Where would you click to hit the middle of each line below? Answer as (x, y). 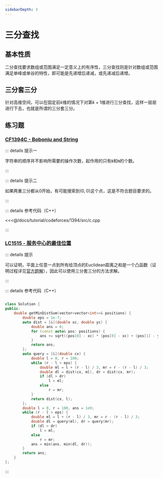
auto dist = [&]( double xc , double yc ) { (65, 322)
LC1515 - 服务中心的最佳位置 (38, 243)
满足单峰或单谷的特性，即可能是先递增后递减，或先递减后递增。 (69, 73)
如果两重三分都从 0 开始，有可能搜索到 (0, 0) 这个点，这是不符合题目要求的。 (80, 191)
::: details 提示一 (21, 150)
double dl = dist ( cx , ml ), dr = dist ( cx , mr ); (88, 372)
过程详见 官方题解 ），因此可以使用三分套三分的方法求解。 (65, 271)
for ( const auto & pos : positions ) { (68, 331)
